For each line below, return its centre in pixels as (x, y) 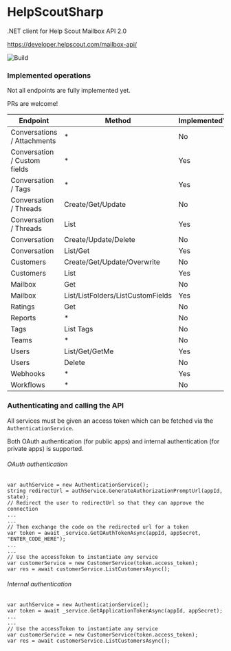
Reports (23, 318)
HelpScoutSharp (55, 12)
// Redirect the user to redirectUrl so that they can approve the (106, 503)
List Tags (79, 329)
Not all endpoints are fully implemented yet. (69, 91)
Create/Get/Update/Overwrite (112, 262)
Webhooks (28, 374)
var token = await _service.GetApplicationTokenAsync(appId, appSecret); (115, 610)
